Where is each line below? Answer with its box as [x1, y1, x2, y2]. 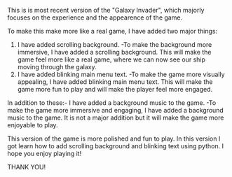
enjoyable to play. [7, 121, 58, 129]
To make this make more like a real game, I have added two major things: [7, 27, 218, 35]
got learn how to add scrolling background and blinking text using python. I [7, 142, 224, 150]
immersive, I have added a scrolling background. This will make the [17, 48, 212, 56]
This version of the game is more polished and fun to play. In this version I [7, 134, 221, 143]
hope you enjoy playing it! [7, 150, 82, 157]
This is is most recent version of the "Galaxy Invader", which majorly [7, 6, 205, 14]
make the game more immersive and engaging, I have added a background [7, 106, 224, 114]
